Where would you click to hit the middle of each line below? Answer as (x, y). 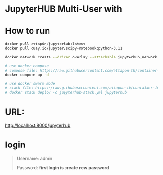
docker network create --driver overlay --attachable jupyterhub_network (81, 57)
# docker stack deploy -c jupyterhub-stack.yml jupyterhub (66, 93)
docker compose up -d (27, 75)
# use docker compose (27, 66)
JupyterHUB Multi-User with (64, 9)
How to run (28, 31)
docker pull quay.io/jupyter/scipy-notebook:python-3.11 (64, 48)
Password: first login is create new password (63, 167)
